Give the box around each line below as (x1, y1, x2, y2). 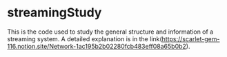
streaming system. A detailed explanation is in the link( (7, 34, 162, 43)
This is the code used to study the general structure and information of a (7, 27, 214, 36)
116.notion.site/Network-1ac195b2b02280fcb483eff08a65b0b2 (7, 42, 186, 50)
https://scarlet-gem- (161, 34, 220, 43)
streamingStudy (7, 5, 102, 21)
